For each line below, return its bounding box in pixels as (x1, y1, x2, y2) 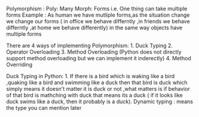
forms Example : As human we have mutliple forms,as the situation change (6, 11, 190, 19)
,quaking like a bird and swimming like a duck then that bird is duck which (6, 79, 188, 86)
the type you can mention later (6, 104, 82, 111)
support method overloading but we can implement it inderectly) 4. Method (6, 55, 191, 61)
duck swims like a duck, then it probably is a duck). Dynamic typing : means (6, 98, 193, 105)
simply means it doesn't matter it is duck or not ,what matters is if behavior (6, 85, 190, 92)
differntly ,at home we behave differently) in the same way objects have (6, 24, 183, 31)
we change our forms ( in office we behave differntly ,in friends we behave (6, 18, 190, 24)
